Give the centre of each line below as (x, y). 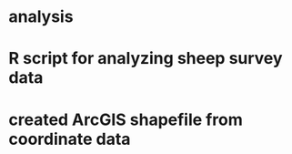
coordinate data (70, 139)
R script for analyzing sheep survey (146, 59)
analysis (41, 17)
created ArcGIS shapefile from (126, 119)
